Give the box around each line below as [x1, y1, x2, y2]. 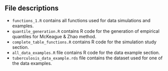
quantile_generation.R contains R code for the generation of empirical [12, 28, 160, 34]
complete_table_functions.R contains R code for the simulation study [12, 39, 157, 45]
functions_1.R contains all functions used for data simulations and [12, 17, 151, 23]
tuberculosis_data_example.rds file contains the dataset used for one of [12, 55, 163, 61]
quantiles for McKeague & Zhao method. [12, 33, 97, 39]
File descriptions [5, 4, 59, 13]
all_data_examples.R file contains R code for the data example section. [12, 49, 160, 55]
